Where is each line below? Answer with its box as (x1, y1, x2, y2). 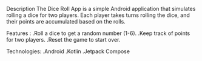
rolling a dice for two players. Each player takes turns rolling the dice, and (6, 11, 190, 19)
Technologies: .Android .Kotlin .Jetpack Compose (6, 48, 130, 55)
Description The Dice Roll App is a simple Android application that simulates (6, 5, 196, 12)
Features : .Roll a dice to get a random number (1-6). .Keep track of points (6, 30, 190, 37)
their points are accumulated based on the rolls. (6, 18, 126, 25)
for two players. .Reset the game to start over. (6, 36, 121, 43)
